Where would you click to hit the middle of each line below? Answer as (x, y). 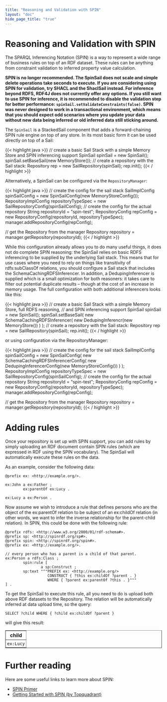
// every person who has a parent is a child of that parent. (71, 554)
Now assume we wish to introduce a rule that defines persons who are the (81, 507)
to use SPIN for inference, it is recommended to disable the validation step (83, 99)
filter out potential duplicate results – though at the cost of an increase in (80, 284)
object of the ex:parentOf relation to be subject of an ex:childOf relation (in (82, 513)
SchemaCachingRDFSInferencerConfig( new (51, 361)
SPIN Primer (25, 689)
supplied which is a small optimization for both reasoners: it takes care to (80, 279)
